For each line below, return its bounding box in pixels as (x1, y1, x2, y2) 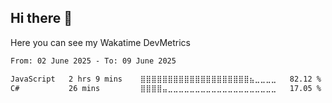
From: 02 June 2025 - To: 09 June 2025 (10, 56, 177, 66)
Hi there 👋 (10, 10, 73, 27)
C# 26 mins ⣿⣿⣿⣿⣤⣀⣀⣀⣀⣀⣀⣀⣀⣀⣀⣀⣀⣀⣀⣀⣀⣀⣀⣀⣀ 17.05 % (10, 83, 322, 93)
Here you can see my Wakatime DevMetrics (10, 36, 191, 48)
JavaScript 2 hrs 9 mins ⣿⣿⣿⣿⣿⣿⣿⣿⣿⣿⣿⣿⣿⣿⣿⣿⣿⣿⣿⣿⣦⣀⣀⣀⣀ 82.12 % (10, 74, 322, 84)
